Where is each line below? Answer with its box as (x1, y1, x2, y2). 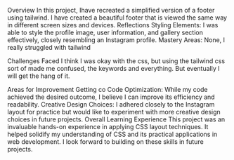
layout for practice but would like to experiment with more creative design (7, 108, 221, 116)
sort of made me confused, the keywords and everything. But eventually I (7, 65, 220, 72)
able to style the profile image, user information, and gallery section (7, 28, 204, 36)
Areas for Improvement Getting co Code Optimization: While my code (7, 86, 208, 93)
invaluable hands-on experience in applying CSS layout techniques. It (7, 123, 209, 131)
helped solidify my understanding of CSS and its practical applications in (7, 130, 218, 138)
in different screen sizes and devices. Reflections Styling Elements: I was (7, 21, 219, 29)
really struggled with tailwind (7, 44, 91, 51)
